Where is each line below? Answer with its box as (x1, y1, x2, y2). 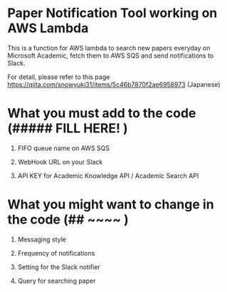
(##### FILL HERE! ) (7, 120, 128, 137)
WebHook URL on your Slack (17, 157, 103, 166)
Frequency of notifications (17, 249, 95, 257)
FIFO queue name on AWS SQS (17, 144, 110, 152)
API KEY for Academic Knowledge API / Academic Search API (17, 171, 199, 179)
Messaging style (17, 235, 66, 244)
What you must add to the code (7, 105, 196, 122)
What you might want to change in (7, 197, 215, 213)
